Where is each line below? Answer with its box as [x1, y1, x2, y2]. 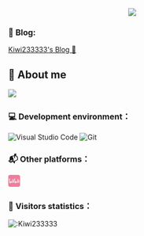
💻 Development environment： [8, 111, 131, 122]
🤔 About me [8, 67, 67, 82]
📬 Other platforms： [8, 154, 90, 165]
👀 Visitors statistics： [8, 200, 93, 211]
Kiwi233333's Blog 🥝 [8, 45, 76, 55]
